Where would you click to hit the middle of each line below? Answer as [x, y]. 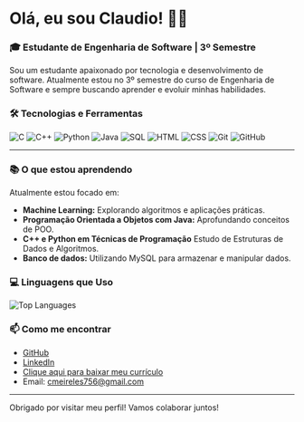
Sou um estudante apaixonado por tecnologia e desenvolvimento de [137, 71]
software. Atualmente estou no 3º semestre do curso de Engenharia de [142, 80]
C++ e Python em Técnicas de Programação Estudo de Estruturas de [152, 239]
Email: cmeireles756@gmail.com [83, 381]
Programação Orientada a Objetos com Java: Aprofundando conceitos [156, 220]
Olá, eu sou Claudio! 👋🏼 [99, 19]
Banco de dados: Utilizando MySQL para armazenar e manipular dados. [157, 258]
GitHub [36, 352]
